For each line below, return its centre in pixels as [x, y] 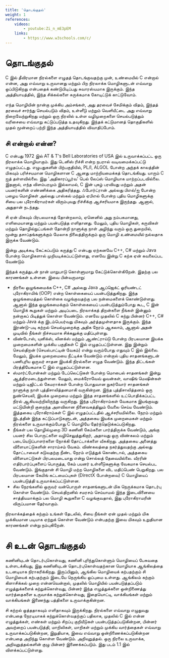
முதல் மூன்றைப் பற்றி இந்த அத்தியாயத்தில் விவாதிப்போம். [61, 127]
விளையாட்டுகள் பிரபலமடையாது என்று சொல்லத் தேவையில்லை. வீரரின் [80, 458]
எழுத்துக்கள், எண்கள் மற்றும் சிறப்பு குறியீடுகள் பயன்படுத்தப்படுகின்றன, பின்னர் [81, 621]
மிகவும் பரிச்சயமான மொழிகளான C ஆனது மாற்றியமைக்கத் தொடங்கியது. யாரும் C [84, 173]
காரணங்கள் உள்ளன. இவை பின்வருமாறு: [45, 277]
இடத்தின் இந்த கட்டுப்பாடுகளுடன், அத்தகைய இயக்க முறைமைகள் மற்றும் [82, 418]
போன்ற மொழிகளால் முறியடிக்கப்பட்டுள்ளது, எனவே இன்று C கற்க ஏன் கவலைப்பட [84, 255]
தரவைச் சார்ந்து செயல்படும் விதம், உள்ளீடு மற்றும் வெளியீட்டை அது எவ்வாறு [79, 110]
